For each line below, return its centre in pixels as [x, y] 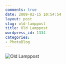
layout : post [19, 19]
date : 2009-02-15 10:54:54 [33, 14]
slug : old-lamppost [25, 24]
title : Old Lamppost [27, 28]
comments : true [21, 10]
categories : [17, 38]
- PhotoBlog [17, 42]
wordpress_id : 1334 [25, 33]
